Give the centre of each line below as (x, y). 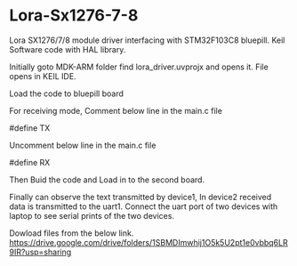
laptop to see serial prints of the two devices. (92, 215)
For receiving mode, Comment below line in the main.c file (116, 110)
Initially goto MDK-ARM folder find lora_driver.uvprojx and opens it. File (139, 67)
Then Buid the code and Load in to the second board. (107, 180)
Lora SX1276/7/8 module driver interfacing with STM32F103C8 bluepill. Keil (147, 40)
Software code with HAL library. (68, 49)
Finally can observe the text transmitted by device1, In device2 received (140, 197)
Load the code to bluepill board (67, 93)
